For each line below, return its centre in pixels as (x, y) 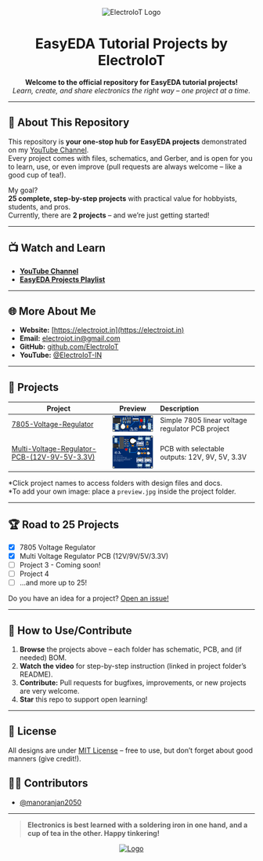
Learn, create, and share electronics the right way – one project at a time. (131, 90)
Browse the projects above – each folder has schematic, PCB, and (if (131, 649)
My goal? (23, 190)
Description (180, 408)
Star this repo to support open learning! (83, 699)
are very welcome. (49, 691)
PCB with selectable (192, 448)
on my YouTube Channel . (49, 150)
